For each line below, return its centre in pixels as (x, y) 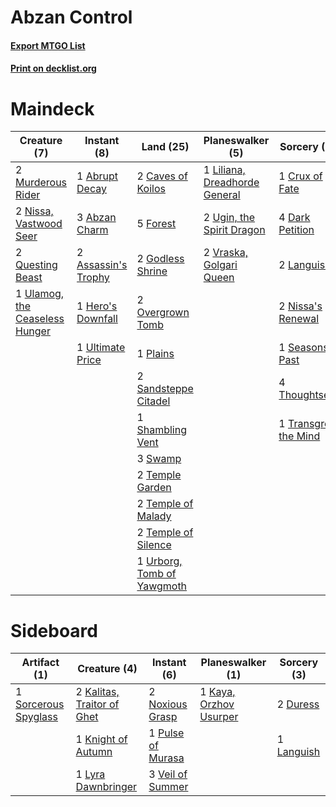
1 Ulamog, (40, 294)
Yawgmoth (162, 586)
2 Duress (298, 704)
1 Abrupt (97, 176)
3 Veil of (168, 774)
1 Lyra (90, 774)
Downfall (97, 319)
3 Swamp (159, 459)
